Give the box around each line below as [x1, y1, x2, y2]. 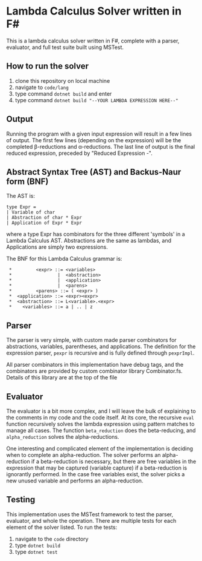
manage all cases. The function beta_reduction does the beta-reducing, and [6, 427, 196, 434]
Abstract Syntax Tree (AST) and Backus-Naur [6, 166, 181, 177]
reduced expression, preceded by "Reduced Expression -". [6, 149, 153, 157]
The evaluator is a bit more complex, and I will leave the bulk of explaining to [6, 407, 196, 415]
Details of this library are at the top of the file [6, 374, 118, 381]
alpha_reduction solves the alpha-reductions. [6, 433, 119, 440]
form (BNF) [6, 176, 49, 186]
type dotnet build [14, 542, 61, 549]
